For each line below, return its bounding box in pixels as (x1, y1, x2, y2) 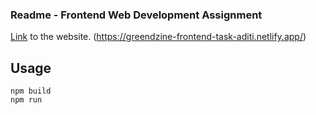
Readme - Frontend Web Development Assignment (10, 8, 263, 22)
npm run (10, 95, 43, 105)
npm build (10, 86, 52, 97)
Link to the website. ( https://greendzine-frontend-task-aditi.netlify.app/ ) (10, 31, 307, 43)
